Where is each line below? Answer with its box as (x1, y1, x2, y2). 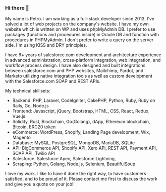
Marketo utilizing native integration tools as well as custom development (5, 73, 153, 79)
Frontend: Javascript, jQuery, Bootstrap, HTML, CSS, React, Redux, (12, 108, 150, 114)
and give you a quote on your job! (5, 181, 74, 187)
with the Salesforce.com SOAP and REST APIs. (5, 78, 101, 84)
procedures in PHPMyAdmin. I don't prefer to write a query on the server (5, 37, 154, 43)
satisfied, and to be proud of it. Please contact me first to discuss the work (5, 176, 158, 182)
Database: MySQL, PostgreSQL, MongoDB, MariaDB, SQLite (12, 140, 135, 146)
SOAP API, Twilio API (12, 150, 55, 156)
